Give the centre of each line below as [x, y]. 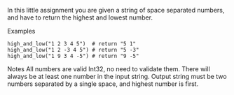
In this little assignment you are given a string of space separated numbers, [116, 10]
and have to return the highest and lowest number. [80, 17]
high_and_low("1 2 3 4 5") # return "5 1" [72, 44]
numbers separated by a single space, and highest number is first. [103, 84]
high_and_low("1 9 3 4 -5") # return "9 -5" [73, 56]
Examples [21, 31]
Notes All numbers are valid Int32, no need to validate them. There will [109, 69]
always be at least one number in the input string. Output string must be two [117, 76]
